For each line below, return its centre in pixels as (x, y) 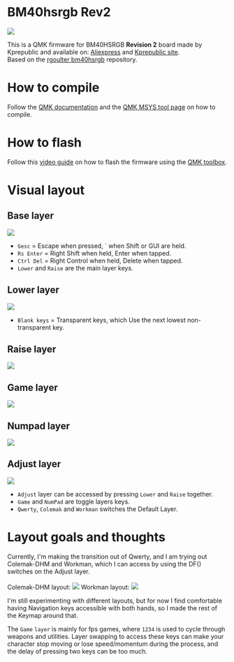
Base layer (31, 216)
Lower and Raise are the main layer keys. (75, 268)
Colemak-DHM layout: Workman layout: (68, 587)
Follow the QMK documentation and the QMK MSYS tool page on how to (111, 107)
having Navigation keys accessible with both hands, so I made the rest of (112, 608)
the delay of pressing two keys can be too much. (78, 651)
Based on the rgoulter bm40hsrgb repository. (72, 59)
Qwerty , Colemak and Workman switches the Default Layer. (97, 509)
